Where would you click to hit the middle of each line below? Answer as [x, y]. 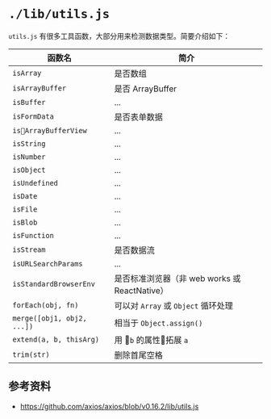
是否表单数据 [139, 117]
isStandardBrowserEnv [54, 284]
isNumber [29, 157]
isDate [25, 196]
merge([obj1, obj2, [50, 318]
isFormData [33, 116]
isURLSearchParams [48, 264]
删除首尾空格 [139, 355]
